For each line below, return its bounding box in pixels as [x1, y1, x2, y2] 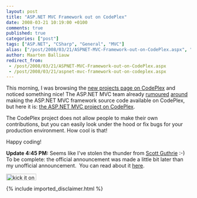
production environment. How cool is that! [6, 127, 107, 134]
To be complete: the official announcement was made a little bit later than [6, 156, 184, 163]
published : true [6, 30, 46, 36]
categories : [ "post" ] [6, 36, 59, 42]
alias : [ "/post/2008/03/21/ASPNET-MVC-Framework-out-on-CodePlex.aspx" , [6, 47, 188, 53]
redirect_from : [6, 57, 43, 63]
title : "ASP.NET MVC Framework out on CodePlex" [6, 14, 127, 20]
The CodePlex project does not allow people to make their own [6, 115, 158, 122]
